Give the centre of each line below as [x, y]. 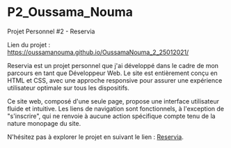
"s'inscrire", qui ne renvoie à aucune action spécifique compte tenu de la [111, 116]
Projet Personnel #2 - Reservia [51, 31]
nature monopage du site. [44, 123]
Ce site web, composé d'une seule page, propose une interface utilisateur [113, 101]
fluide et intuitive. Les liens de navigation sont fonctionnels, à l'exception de [116, 108]
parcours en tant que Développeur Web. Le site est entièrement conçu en [112, 73]
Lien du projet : [29, 44]
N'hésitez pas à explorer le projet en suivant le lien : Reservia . [96, 137]
